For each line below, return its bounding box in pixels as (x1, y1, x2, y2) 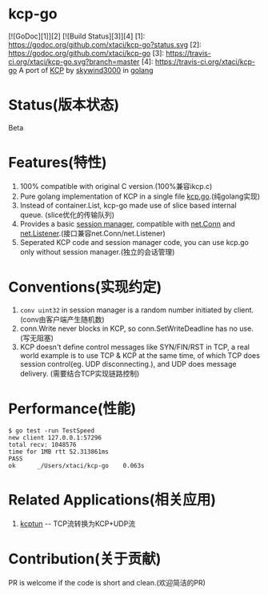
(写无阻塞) (19, 333, 54, 343)
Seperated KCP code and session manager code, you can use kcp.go (19, 237, 250, 247)
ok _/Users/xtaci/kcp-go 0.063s (8, 461, 146, 469)
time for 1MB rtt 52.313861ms (8, 448, 110, 456)
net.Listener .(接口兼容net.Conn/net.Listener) (19, 228, 166, 238)
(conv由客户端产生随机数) (19, 314, 106, 324)
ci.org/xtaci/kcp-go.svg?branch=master (8, 57, 140, 66)
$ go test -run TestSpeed (8, 426, 94, 435)
